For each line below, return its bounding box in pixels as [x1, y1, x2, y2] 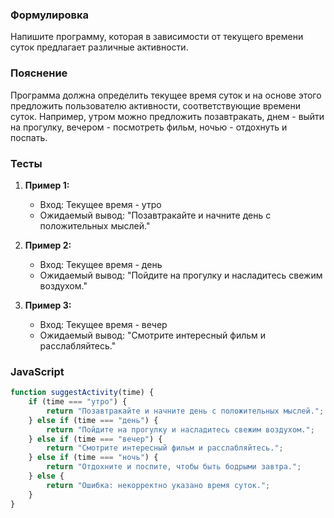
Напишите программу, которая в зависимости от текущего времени [10, 31, 304, 43]
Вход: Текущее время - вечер [39, 318, 168, 330]
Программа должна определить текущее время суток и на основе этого [10, 89, 322, 101]
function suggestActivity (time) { [10, 388, 155, 398]
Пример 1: [24, 179, 70, 191]
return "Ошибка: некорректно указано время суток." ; [46, 480, 271, 490]
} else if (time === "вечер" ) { [28, 434, 163, 444]
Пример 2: [24, 239, 72, 251]
